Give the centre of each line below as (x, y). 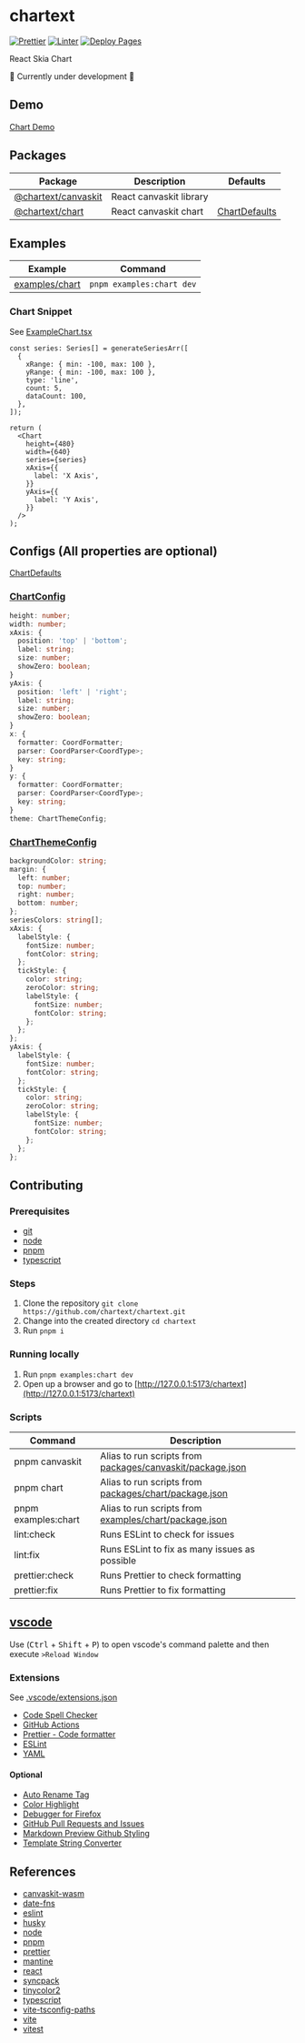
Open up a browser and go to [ (80, 1383)
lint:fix (27, 1555)
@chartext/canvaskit (58, 197)
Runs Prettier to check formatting (171, 1575)
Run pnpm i (44, 1330)
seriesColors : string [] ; (56, 920)
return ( (26, 428)
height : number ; (40, 615)
